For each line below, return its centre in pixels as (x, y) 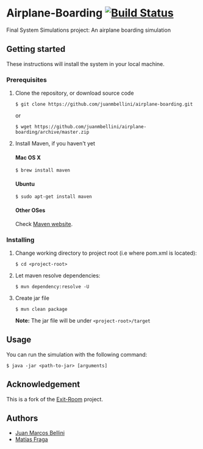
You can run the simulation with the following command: (77, 354)
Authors (22, 418)
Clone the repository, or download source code (74, 93)
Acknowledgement (43, 385)
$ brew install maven (42, 170)
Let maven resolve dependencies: (58, 276)
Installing (20, 239)
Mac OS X (28, 157)
